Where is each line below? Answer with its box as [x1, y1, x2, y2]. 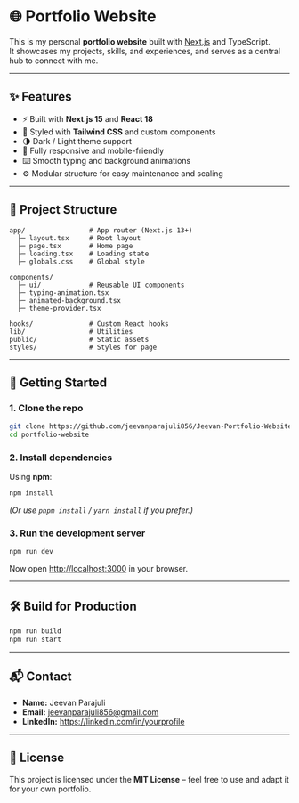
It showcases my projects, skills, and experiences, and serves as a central [9, 45, 281, 56]
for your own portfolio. [9, 783, 92, 794]
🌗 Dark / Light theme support [21, 135, 132, 146]
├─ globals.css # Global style [17, 256, 145, 266]
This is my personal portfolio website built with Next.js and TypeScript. [9, 36, 271, 46]
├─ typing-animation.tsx [17, 288, 109, 297]
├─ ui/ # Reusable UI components [17, 280, 185, 289]
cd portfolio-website [9, 430, 90, 440]
